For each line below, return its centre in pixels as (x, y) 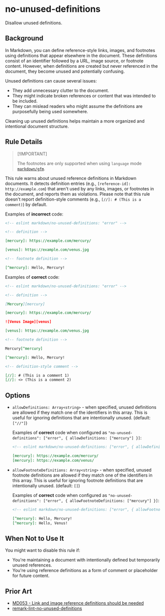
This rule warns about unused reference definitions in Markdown (71, 178)
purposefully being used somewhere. (50, 111)
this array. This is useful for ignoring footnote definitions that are (78, 480)
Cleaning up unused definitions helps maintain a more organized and (75, 121)
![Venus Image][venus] (28, 322)
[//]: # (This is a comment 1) (37, 375)
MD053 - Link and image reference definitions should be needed (78, 603)
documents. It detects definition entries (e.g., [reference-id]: (68, 183)
